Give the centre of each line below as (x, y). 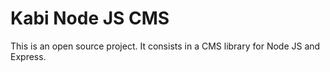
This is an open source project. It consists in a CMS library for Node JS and (165, 46)
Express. (28, 56)
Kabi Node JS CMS (90, 18)
